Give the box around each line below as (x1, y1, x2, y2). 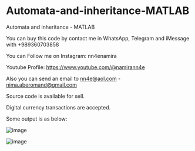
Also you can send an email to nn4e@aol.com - (6, 75, 121, 82)
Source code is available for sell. (6, 92, 85, 99)
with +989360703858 (6, 41, 59, 48)
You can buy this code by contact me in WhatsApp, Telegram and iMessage (6, 35, 190, 42)
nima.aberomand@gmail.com (6, 81, 78, 88)
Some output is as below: (6, 115, 68, 122)
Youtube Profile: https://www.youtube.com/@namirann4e (6, 63, 145, 71)
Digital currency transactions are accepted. (6, 104, 111, 111)
